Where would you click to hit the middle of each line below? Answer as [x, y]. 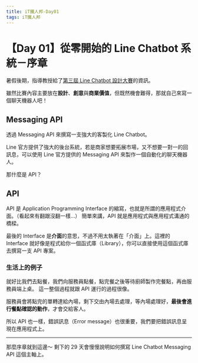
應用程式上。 [32, 329]
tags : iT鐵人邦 [23, 17]
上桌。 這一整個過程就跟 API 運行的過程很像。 [77, 289]
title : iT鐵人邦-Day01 [33, 12]
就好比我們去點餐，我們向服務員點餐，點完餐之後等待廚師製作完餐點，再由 [96, 281]
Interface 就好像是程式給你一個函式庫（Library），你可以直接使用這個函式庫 [97, 243]
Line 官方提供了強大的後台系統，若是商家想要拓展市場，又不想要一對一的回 [97, 147]
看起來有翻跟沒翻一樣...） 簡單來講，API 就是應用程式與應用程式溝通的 [104, 216]
